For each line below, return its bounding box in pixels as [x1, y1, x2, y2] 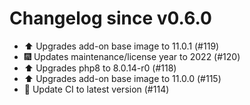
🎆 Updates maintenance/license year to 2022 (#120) [23, 50, 241, 62]
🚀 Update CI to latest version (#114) [23, 83, 170, 95]
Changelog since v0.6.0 [9, 7, 212, 30]
